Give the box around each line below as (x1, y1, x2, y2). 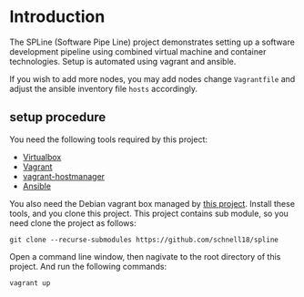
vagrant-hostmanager (22, 170, 106, 181)
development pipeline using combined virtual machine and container (9, 46, 267, 56)
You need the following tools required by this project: (9, 134, 208, 145)
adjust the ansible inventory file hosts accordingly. (9, 83, 198, 94)
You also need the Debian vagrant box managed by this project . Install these (9, 198, 296, 209)
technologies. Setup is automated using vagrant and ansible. (9, 56, 237, 67)
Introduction (9, 6, 106, 27)
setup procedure (9, 109, 106, 125)
